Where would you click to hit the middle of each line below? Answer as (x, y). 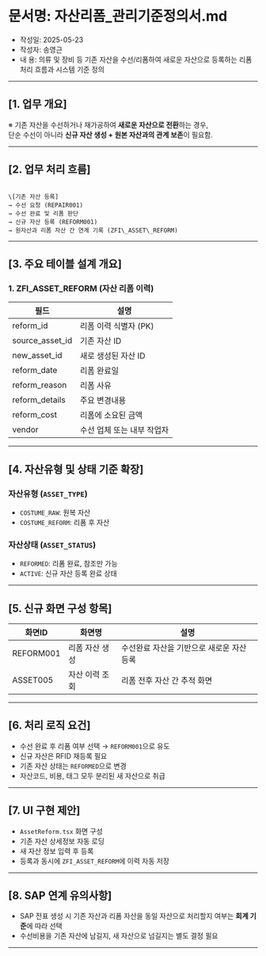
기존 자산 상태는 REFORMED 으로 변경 (73, 766)
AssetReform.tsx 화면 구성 (61, 831)
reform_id (30, 326)
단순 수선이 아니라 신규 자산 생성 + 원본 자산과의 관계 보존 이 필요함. (111, 135)
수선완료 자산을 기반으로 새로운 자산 (184, 648)
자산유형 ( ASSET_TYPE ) (48, 493)
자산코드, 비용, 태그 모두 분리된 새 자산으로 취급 (93, 775)
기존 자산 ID (101, 341)
